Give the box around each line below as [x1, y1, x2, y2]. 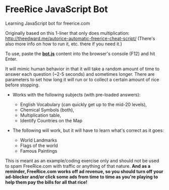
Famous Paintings [20, 148, 58, 154]
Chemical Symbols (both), [20, 107, 75, 113]
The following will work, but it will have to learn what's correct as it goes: [12, 127, 164, 133]
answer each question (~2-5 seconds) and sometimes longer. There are [5, 71, 155, 77]
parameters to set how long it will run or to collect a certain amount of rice [5, 76, 159, 82]
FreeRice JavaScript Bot [5, 4, 108, 15]
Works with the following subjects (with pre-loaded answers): [12, 91, 141, 98]
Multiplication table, [20, 112, 62, 118]
